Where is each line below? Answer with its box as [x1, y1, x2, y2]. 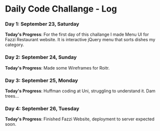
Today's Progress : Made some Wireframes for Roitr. [5, 65, 110, 71]
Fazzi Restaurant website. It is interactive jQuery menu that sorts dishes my [5, 37, 156, 43]
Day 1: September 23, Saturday [5, 21, 80, 28]
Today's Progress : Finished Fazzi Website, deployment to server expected [5, 116, 155, 122]
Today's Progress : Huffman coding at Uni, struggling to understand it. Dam [5, 88, 156, 94]
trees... [5, 93, 19, 99]
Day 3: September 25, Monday [5, 77, 79, 84]
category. [5, 42, 24, 48]
